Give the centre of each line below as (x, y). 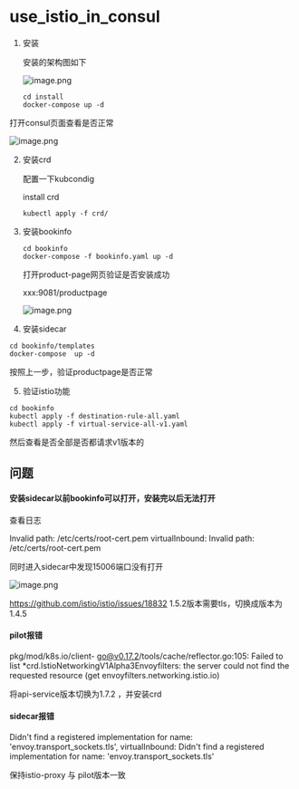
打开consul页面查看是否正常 (62, 122)
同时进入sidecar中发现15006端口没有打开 (87, 566)
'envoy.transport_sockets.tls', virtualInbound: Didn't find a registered (137, 746)
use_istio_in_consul (85, 17)
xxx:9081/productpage (65, 293)
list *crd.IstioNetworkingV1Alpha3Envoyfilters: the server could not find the (149, 665)
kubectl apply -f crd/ (65, 213)
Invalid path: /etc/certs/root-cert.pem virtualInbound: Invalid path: (132, 538)
